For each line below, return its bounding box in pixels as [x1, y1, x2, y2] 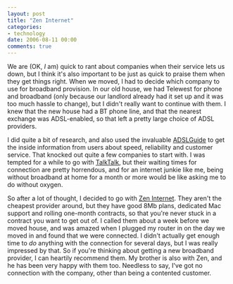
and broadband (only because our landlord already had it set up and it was [7, 92, 224, 101]
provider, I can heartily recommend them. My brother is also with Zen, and [7, 254, 222, 262]
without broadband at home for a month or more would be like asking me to [7, 173, 227, 181]
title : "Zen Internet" [7, 17, 74, 24]
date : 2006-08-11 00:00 [7, 37, 77, 44]
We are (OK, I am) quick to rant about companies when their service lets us [7, 63, 225, 70]
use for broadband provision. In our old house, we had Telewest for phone [7, 85, 222, 93]
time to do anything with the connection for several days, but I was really [7, 239, 218, 247]
